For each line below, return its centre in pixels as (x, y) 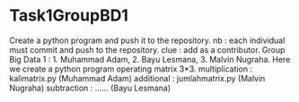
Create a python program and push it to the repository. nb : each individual (147, 40)
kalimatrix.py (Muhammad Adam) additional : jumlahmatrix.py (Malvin (137, 78)
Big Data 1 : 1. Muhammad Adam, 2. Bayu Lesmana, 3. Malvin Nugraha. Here (150, 59)
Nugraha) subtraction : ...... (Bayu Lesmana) (90, 88)
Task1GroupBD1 (69, 16)
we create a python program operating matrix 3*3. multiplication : (131, 69)
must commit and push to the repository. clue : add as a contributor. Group (147, 49)
